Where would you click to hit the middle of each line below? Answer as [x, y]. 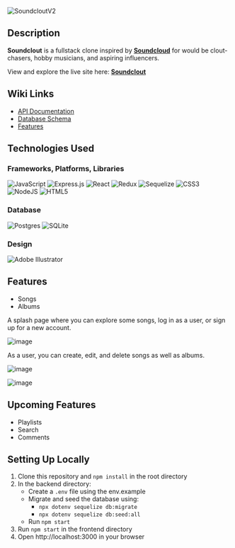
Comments [34, 437]
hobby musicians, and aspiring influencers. [97, 57]
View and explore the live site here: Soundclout [77, 72]
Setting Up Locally [48, 459]
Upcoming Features [52, 405]
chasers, [20, 57]
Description [34, 33]
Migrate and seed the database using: [84, 499]
